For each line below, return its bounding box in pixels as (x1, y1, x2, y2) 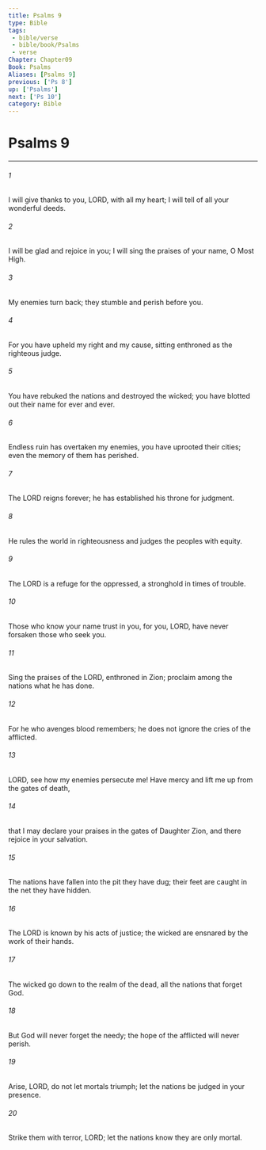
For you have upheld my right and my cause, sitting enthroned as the (8, 340, 233, 350)
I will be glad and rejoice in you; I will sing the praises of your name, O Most (8, 246, 255, 256)
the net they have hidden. (8, 885, 92, 896)
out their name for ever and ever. (8, 399, 116, 409)
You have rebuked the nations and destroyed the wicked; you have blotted (8, 392, 251, 401)
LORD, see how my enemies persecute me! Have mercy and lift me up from (8, 774, 253, 785)
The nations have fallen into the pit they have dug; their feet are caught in (8, 877, 248, 887)
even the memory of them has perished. (8, 451, 139, 460)
